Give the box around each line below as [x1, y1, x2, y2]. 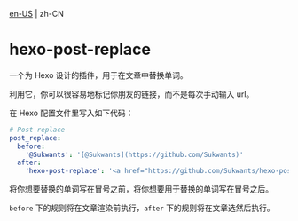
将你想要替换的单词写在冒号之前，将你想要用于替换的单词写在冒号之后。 [9, 184, 273, 194]
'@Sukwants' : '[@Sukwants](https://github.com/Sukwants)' [25, 150, 244, 159]
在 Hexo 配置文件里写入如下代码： [9, 107, 134, 118]
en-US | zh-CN [9, 9, 65, 19]
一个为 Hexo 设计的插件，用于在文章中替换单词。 [9, 69, 188, 80]
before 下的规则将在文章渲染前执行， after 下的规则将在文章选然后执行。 [9, 202, 275, 213]
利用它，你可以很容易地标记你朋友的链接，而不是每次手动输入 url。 [9, 89, 255, 99]
